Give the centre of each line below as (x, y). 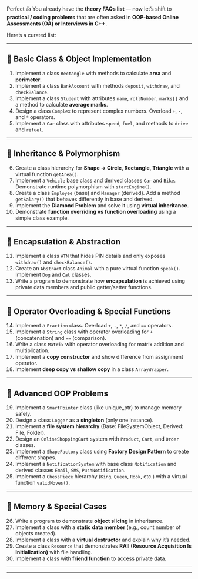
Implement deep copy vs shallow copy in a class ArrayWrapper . (92, 369)
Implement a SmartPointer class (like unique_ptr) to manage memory (98, 408)
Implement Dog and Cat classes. (53, 275)
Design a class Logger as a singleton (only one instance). (84, 420)
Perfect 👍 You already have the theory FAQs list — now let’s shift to (89, 9)
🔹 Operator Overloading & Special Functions (89, 311)
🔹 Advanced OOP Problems (57, 393)
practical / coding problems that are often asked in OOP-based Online (93, 17)
